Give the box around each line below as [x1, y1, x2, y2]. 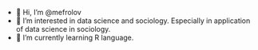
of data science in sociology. [15, 25, 111, 33]
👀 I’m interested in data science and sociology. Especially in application [15, 16, 251, 25]
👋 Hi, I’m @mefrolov [15, 8, 81, 17]
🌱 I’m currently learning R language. [15, 33, 134, 42]
